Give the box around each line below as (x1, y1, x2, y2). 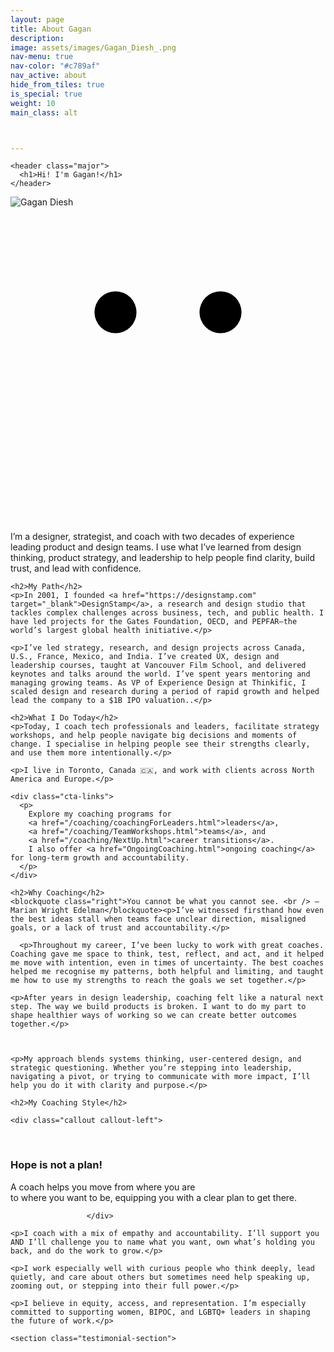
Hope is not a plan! (10, 1158, 103, 1172)
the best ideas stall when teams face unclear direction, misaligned (10, 914, 307, 925)
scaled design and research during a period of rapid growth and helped (10, 687, 320, 697)
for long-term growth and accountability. (10, 853, 190, 863)
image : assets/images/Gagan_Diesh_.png (10, 42, 177, 53)
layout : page (10, 14, 65, 25)
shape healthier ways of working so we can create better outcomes (10, 1011, 298, 1021)
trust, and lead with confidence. (10, 562, 142, 575)
